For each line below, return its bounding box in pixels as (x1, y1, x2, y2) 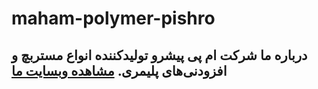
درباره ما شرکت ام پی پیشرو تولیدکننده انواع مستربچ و (11, 47, 308, 64)
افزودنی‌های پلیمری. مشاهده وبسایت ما (11, 62, 228, 79)
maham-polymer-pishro (11, 7, 216, 30)
